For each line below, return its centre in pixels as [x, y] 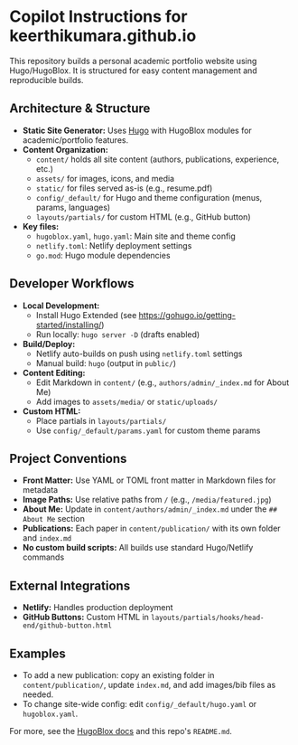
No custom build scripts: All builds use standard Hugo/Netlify [138, 548]
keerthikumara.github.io [103, 36]
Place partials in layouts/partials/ [101, 420]
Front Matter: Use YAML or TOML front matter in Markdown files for [149, 480]
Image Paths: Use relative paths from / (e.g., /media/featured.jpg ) [147, 500]
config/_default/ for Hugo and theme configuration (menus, [149, 197]
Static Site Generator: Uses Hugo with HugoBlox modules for [137, 130]
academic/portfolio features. [75, 140]
